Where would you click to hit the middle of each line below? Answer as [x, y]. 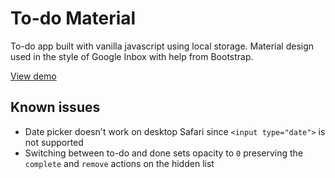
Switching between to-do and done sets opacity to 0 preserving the [164, 153]
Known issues [55, 107]
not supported [54, 142]
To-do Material [73, 18]
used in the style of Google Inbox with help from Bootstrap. [132, 56]
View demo [33, 76]
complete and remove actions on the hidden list [119, 163]
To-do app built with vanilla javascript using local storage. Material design [162, 46]
